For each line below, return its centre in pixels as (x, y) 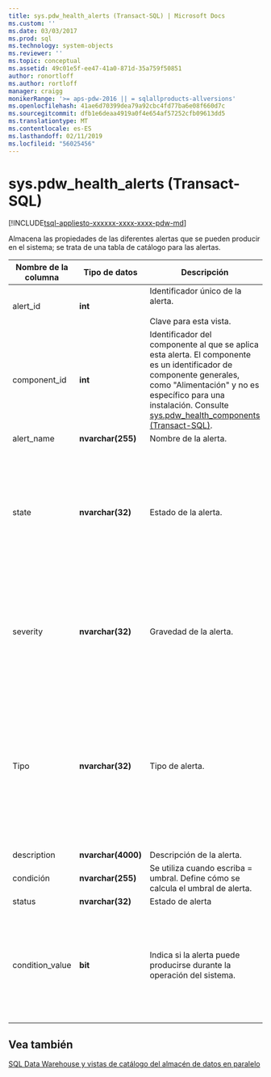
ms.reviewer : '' (35, 53)
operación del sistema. (193, 975)
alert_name (33, 439)
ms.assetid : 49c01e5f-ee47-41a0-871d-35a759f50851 (95, 69)
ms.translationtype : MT (48, 121)
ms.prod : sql (30, 38)
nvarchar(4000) (111, 855)
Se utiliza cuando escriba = (201, 868)
